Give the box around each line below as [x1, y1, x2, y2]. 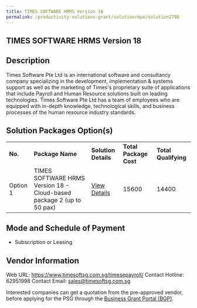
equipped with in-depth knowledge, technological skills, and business [6, 102, 175, 109]
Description [6, 56, 50, 66]
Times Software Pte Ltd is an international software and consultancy [6, 71, 171, 78]
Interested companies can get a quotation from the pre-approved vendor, [6, 289, 184, 296]
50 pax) [33, 203, 56, 211]
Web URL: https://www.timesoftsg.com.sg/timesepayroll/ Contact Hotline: [6, 271, 184, 279]
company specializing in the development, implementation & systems [6, 77, 173, 84]
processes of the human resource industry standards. [6, 109, 136, 116]
